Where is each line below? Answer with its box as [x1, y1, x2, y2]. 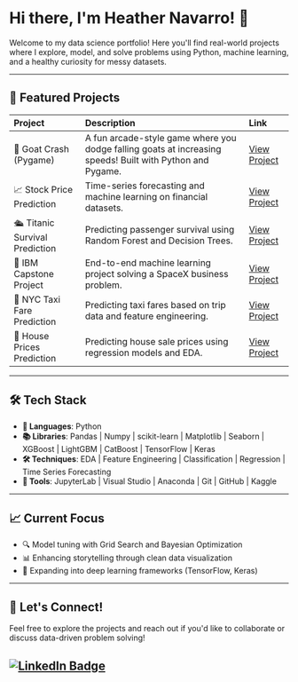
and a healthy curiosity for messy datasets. [9, 56, 167, 67]
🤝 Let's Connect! [9, 599, 104, 615]
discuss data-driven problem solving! [9, 632, 145, 643]
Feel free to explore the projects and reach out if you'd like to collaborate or [9, 623, 286, 634]
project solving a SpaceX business [84, 267, 229, 280]
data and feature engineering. [84, 310, 208, 322]
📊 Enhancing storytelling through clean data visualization [21, 552, 233, 563]
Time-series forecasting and [84, 179, 206, 192]
